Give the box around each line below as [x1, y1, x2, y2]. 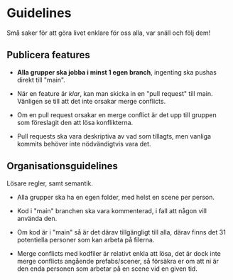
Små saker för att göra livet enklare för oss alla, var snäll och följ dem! [6, 28, 211, 37]
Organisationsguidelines [6, 160, 119, 172]
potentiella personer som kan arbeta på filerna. [16, 235, 155, 244]
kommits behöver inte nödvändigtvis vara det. [16, 139, 151, 148]
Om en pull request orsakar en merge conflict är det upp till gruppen [16, 110, 217, 119]
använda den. [16, 214, 58, 222]
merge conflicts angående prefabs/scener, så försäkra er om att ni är [16, 257, 220, 265]
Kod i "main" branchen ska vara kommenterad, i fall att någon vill [16, 206, 207, 215]
